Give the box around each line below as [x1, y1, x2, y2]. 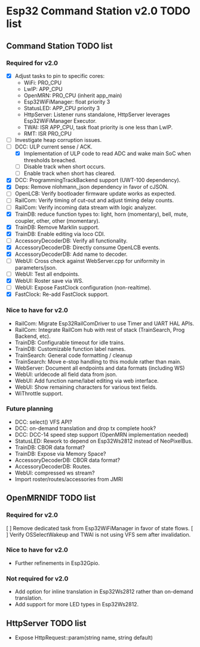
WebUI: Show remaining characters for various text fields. [14, 383, 157, 391]
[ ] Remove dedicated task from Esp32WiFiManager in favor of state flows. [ [6, 524, 193, 531]
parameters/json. [14, 264, 57, 271]
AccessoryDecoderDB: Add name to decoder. [14, 250, 128, 258]
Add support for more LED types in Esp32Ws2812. [14, 601, 139, 608]
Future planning [6, 404, 53, 413]
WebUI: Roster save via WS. [14, 277, 84, 285]
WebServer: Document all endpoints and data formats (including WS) [14, 364, 185, 371]
